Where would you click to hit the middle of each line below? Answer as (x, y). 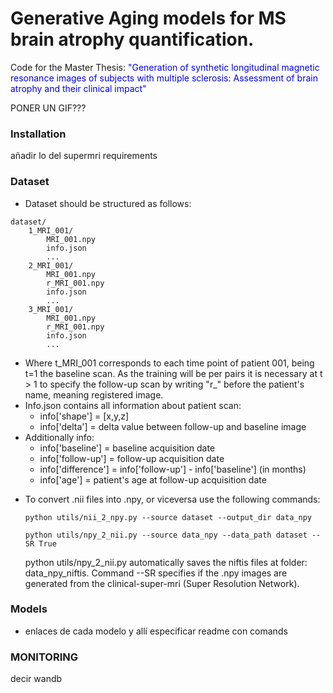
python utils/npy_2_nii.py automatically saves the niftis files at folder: (166, 562)
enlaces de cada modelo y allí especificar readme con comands (156, 631)
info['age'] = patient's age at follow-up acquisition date (153, 479)
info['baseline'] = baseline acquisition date (127, 448)
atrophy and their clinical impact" (78, 88)
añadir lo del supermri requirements (84, 156)
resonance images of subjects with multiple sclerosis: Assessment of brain (164, 78)
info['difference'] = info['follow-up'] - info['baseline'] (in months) (173, 469)
